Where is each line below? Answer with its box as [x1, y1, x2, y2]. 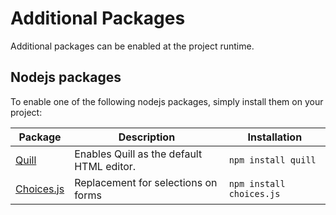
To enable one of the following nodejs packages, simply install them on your [10, 95, 324, 107]
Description [118, 130, 176, 144]
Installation [247, 130, 303, 144]
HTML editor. [74, 159, 137, 173]
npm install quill [228, 154, 317, 166]
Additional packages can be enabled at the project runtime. [10, 40, 255, 52]
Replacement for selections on [74, 175, 218, 189]
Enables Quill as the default [74, 147, 203, 161]
